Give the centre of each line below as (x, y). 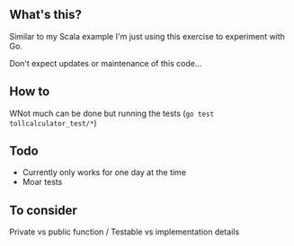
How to (30, 92)
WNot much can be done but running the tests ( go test (111, 113)
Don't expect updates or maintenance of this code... (106, 63)
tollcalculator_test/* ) (53, 123)
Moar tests (42, 182)
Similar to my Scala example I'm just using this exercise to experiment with (147, 36)
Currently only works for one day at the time (104, 172)
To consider (44, 210)
